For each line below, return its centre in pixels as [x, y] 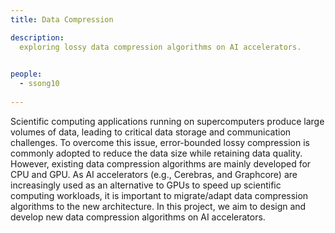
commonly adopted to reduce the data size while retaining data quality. [156, 153]
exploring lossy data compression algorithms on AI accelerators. [160, 47]
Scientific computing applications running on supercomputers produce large [167, 121]
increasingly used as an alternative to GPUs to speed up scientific [146, 185]
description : [37, 37]
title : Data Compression [62, 19]
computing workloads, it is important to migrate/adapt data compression [159, 195]
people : [26, 74]
